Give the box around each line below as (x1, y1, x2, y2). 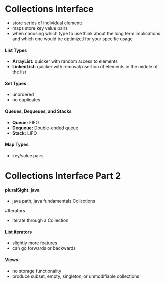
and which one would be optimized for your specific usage (12, 36, 133, 42)
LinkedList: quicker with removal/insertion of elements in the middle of (12, 64, 158, 70)
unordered (12, 91, 34, 98)
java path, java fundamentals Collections (12, 198, 96, 204)
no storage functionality (12, 268, 62, 274)
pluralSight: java (5, 187, 40, 193)
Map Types (5, 141, 29, 148)
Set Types (5, 80, 26, 86)
